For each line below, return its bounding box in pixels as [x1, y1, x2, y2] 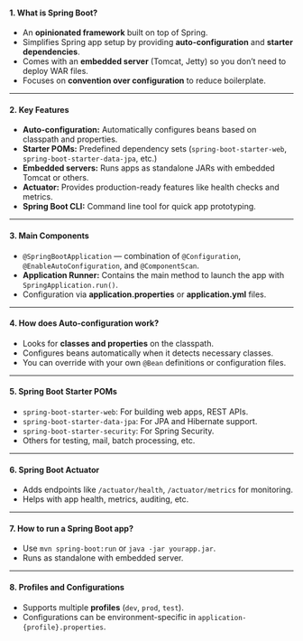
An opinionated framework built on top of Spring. [22, 27, 208, 38]
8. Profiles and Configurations [9, 582, 124, 593]
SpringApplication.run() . [22, 279, 119, 290]
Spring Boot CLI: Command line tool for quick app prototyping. [22, 201, 257, 212]
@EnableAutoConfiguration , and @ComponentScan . [22, 260, 200, 271]
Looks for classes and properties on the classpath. [22, 338, 215, 348]
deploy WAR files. [22, 66, 88, 77]
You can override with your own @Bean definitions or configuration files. [22, 357, 287, 367]
